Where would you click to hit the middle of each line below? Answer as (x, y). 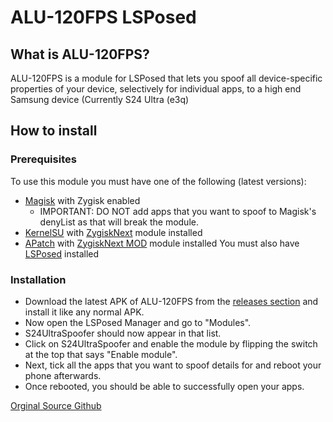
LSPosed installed (62, 253)
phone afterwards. (63, 375)
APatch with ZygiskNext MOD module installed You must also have (162, 243)
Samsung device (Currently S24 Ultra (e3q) (100, 99)
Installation (38, 279)
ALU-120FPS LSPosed (103, 17)
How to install (54, 131)
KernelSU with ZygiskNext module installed (113, 232)
